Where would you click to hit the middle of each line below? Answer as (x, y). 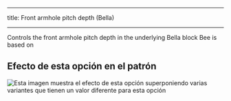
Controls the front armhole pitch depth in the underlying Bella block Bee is (112, 37)
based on (21, 45)
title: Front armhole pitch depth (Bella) (61, 18)
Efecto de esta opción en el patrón (82, 66)
